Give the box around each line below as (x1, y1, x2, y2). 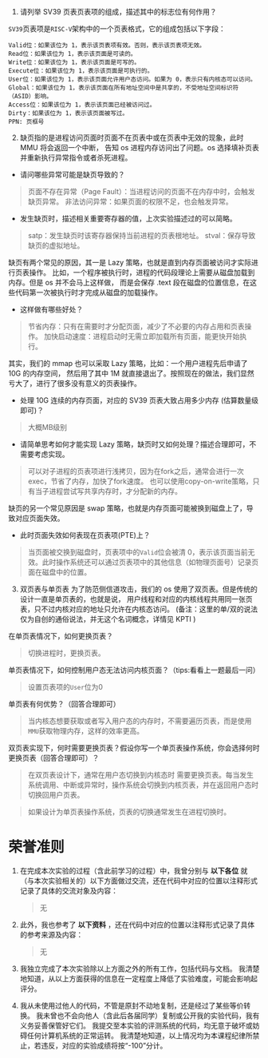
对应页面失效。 (14, 514, 65, 523)
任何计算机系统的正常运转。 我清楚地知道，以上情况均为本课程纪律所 (26, 1030, 253, 1040)
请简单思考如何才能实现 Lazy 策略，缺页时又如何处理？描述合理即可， (19, 440, 250, 449)
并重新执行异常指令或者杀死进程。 (19, 153, 132, 162)
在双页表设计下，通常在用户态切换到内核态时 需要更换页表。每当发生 (27, 770, 254, 779)
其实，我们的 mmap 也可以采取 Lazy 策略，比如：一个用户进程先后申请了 (8, 359, 249, 368)
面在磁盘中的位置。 (27, 567, 92, 577)
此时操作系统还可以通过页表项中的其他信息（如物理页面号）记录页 (41, 558, 259, 567)
